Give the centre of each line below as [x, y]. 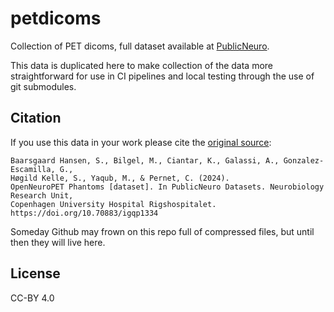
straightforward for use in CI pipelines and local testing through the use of [162, 76]
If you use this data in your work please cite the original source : [141, 142]
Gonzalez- [304, 160]
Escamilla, [33, 169]
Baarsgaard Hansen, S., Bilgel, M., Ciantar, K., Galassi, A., [145, 160]
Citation [36, 118]
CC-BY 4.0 [32, 298]
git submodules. [43, 86]
